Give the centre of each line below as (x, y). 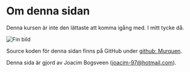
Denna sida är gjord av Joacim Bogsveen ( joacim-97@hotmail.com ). (91, 62)
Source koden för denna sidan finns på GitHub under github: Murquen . (94, 51)
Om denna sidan (48, 11)
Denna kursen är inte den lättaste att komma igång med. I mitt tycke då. (95, 28)
